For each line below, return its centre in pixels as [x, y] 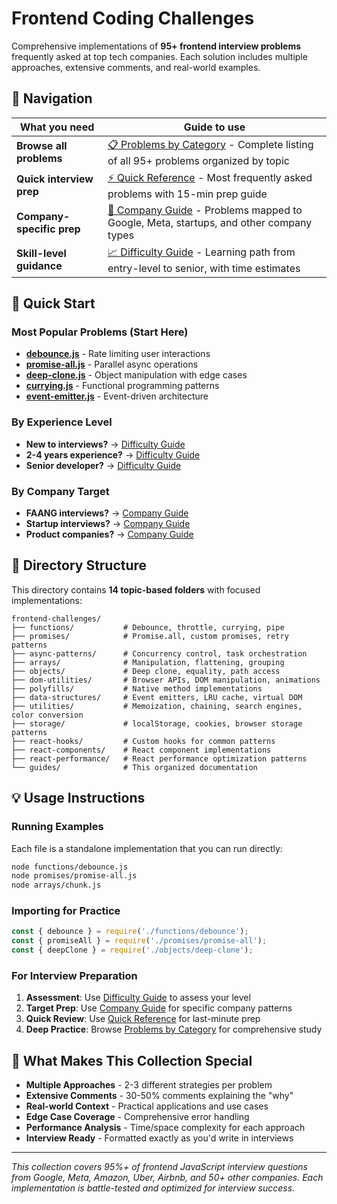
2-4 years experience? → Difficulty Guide [113, 454]
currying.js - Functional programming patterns [122, 386]
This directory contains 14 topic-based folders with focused [136, 589]
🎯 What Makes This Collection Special [132, 1060]
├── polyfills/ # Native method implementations [137, 688]
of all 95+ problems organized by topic [198, 160]
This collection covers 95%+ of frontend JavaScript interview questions [160, 1167]
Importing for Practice [66, 911]
